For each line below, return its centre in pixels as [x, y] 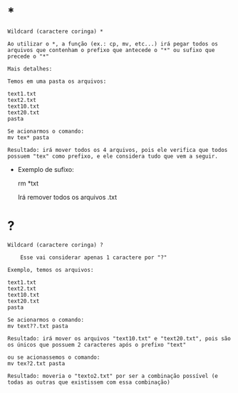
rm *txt [28, 183]
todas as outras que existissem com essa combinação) [89, 382]
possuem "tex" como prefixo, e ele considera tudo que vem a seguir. [113, 156]
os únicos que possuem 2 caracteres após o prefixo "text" [97, 344]
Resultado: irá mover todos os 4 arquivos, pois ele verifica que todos [118, 150]
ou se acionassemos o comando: [54, 357]
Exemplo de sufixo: [46, 169]
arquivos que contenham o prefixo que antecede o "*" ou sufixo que [111, 50]
